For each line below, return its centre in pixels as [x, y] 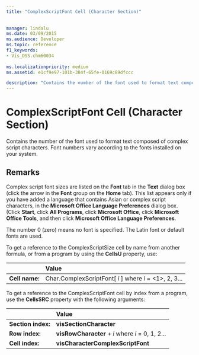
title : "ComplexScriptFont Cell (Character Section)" [74, 12]
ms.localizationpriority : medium [47, 67]
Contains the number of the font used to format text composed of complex [97, 141]
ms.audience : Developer [36, 39]
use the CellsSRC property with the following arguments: [76, 299]
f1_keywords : [22, 50]
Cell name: [25, 278]
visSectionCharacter [86, 324]
